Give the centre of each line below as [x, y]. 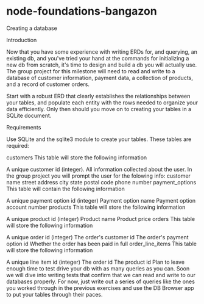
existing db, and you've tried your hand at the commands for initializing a [98, 58]
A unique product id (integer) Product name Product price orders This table [101, 219]
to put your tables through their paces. [55, 294]
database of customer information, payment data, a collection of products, [100, 78]
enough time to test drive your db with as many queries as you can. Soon [98, 268]
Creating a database [32, 28]
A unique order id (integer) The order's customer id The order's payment [97, 237]
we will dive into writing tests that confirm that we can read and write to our [101, 275]
